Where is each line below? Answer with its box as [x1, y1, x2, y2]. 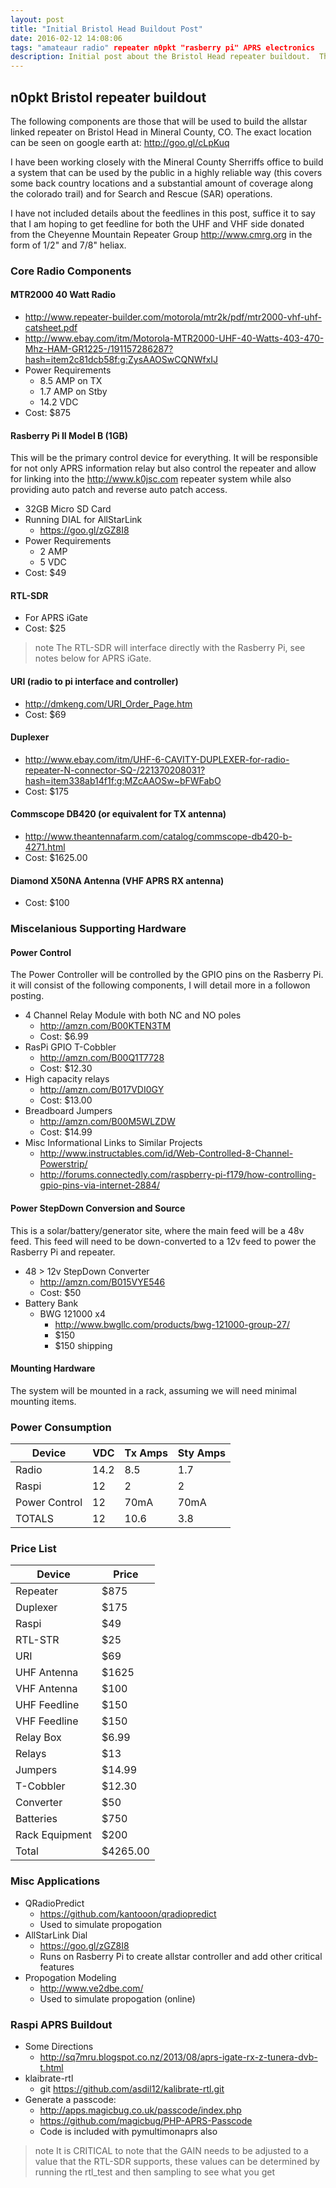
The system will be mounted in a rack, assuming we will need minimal [10, 1384, 297, 1396]
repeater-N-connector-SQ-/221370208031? [24, 764, 206, 776]
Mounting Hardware [10, 1362, 96, 1375]
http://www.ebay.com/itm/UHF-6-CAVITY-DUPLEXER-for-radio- [24, 753, 290, 765]
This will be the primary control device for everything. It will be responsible [10, 452, 318, 464]
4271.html [24, 841, 66, 853]
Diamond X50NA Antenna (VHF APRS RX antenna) [10, 874, 225, 886]
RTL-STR [15, 1633, 60, 1647]
